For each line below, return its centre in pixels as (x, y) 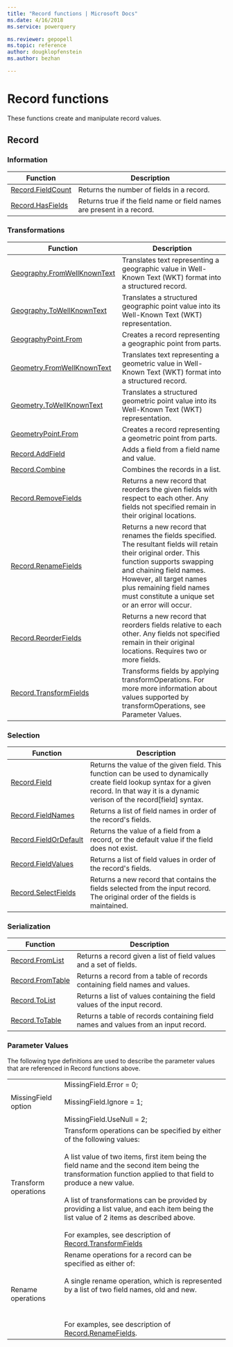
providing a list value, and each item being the (139, 1209)
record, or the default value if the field (152, 840)
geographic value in (154, 268)
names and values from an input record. (141, 1024)
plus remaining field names (166, 587)
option (21, 1106)
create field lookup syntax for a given (150, 783)
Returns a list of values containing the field (146, 996)
